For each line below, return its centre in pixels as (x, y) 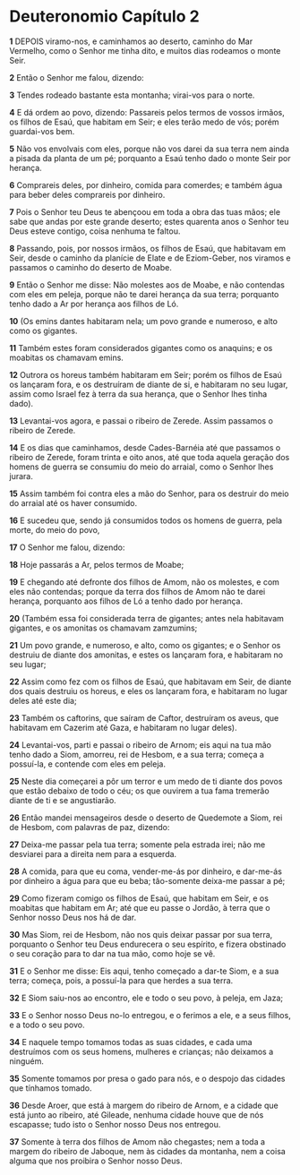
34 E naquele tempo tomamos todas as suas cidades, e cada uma (131, 1042)
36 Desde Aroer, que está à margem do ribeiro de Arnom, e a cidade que (144, 1105)
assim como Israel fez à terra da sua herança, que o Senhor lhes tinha (138, 394)
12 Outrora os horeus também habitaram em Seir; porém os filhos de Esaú (146, 374)
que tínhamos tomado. (51, 1088)
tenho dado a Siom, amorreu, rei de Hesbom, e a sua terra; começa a (137, 754)
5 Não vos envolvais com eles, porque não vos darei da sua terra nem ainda (149, 149)
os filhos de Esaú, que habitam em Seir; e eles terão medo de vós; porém (144, 122)
